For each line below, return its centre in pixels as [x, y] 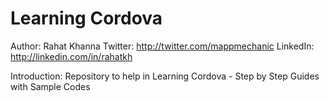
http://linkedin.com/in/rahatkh [71, 56]
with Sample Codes [50, 86]
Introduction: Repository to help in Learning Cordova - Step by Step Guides [165, 76]
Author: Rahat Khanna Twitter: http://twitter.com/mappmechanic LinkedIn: [162, 46]
